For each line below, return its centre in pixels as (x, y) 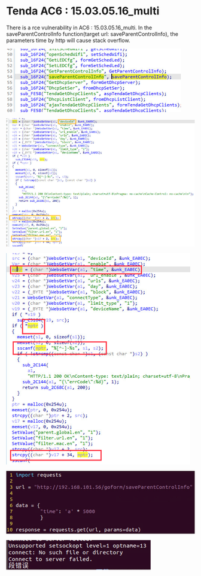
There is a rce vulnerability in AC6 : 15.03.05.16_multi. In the (79, 28)
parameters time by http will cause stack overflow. (68, 40)
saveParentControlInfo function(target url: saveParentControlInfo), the (92, 34)
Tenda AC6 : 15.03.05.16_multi (83, 11)
